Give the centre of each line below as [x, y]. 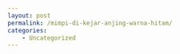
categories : [27, 30]
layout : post [29, 15]
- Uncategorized [49, 38]
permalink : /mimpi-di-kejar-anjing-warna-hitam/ [90, 23]
